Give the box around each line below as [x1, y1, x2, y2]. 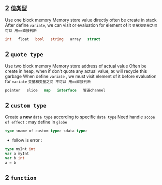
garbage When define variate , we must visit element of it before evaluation [5, 73, 157, 79]
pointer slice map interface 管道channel [5, 88, 105, 92]
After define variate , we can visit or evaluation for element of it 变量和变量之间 [5, 22, 158, 28]
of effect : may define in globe [5, 119, 68, 125]
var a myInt [5, 151, 29, 156]
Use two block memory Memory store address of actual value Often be [5, 63, 147, 69]
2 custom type [5, 101, 47, 109]
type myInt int [5, 147, 36, 152]
